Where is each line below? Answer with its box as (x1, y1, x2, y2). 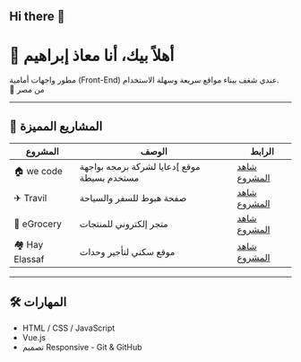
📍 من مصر (9, 84, 45, 95)
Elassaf (13, 253, 45, 266)
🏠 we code (13, 164, 63, 177)
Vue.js (21, 331, 47, 342)
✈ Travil (13, 192, 47, 205)
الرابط (250, 146, 275, 158)
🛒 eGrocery (13, 217, 63, 230)
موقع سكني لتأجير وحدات (79, 245, 176, 258)
